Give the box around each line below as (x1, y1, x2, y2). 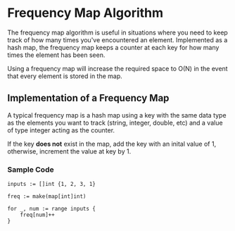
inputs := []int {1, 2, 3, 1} (7, 181, 96, 188)
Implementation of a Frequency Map (7, 92, 170, 104)
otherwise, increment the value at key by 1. (7, 146, 132, 156)
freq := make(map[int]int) (7, 193, 87, 200)
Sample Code (7, 164, 54, 174)
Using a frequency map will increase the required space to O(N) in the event (7, 64, 228, 73)
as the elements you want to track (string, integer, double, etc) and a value (7, 118, 223, 127)
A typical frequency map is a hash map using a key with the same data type (7, 111, 227, 119)
